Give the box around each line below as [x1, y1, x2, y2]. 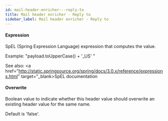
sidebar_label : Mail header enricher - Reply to [5, 16, 109, 21]
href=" [5, 68, 19, 74]
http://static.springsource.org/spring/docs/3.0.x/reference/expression [18, 68, 163, 74]
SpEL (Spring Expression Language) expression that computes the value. [5, 43, 156, 49]
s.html [5, 73, 18, 79]
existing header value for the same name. [5, 101, 91, 107]
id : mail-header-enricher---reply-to [5, 7, 84, 12]
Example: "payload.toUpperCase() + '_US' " [5, 53, 95, 59]
